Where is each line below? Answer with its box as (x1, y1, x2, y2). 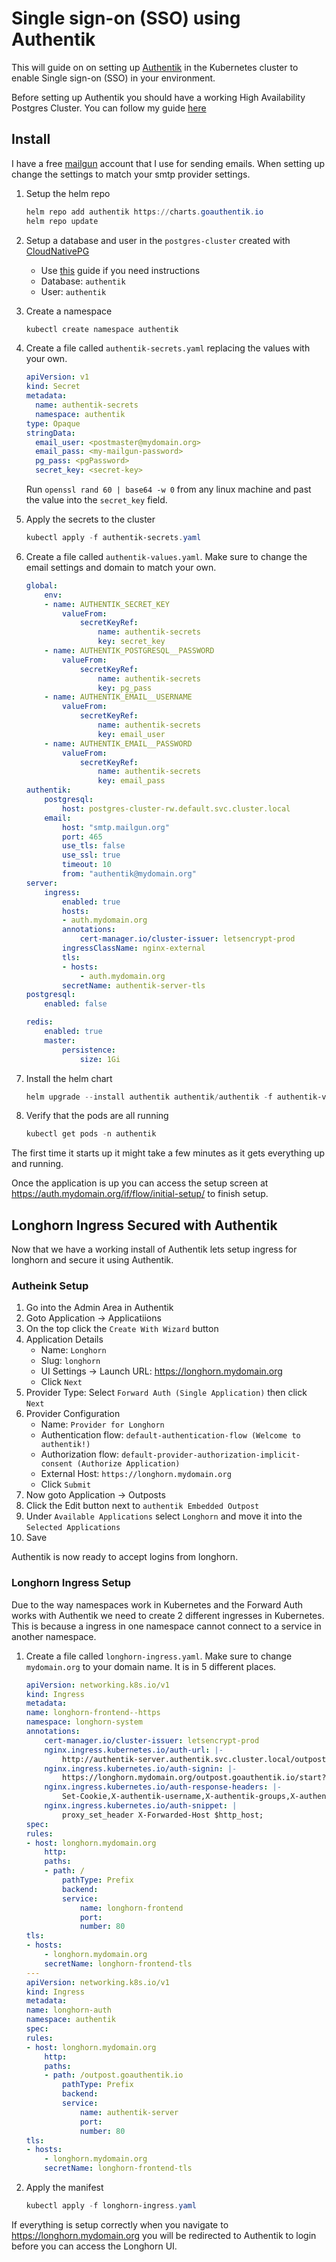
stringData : (25, 428, 76, 438)
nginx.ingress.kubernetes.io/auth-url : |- (44, 1745, 224, 1755)
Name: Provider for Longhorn (40, 1418, 165, 1431)
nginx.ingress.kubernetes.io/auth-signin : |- (44, 1763, 238, 1774)
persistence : (62, 1045, 116, 1055)
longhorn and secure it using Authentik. (11, 1254, 174, 1266)
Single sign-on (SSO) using (11, 7, 241, 30)
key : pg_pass (97, 683, 153, 693)
